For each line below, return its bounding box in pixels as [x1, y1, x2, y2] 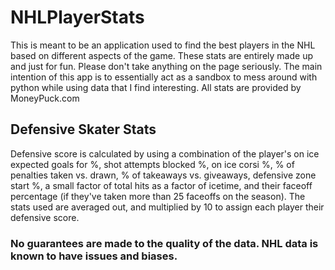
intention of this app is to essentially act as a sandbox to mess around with [10, 71, 318, 83]
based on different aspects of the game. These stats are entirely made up [10, 49, 313, 61]
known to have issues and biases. [10, 249, 178, 263]
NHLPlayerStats [10, 6, 145, 29]
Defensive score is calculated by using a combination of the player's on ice [10, 147, 320, 160]
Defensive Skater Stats [10, 121, 157, 138]
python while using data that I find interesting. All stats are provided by [10, 81, 302, 93]
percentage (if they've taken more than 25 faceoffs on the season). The [10, 190, 306, 202]
